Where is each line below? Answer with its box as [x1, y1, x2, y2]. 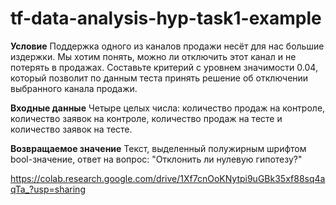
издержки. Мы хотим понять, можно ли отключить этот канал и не [10, 50, 297, 62]
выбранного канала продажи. [10, 82, 138, 94]
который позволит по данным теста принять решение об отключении [10, 72, 309, 84]
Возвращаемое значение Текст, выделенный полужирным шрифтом [10, 142, 307, 154]
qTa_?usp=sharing [10, 183, 86, 195]
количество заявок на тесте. [10, 123, 133, 135]
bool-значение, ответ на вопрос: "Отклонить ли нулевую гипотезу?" [10, 153, 303, 165]
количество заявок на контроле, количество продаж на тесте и [10, 112, 283, 124]
